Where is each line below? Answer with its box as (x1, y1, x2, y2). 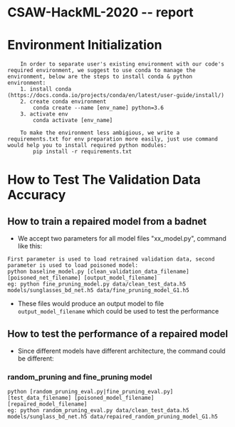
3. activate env (20, 111, 69, 118)
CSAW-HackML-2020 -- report (7, 4, 194, 21)
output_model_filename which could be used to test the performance (17, 307, 219, 316)
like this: (17, 242, 43, 251)
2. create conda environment (20, 98, 107, 106)
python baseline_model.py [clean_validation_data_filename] (7, 268, 190, 276)
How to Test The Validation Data (7, 172, 201, 188)
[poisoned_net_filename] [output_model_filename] (7, 274, 158, 282)
